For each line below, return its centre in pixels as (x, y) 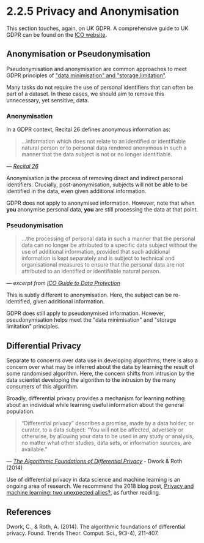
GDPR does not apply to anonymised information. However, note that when (100, 203)
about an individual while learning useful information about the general (95, 405)
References (29, 512)
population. (20, 411)
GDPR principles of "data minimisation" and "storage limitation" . (86, 75)
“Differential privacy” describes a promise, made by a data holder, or (107, 423)
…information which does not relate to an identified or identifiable (104, 142)
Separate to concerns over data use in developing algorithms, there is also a (102, 360)
